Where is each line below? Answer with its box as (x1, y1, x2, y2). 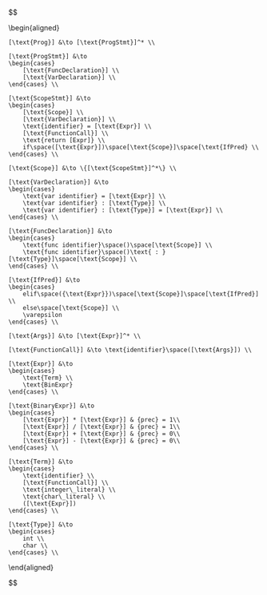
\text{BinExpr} (22, 381, 74, 389)
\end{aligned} (8, 563, 54, 572)
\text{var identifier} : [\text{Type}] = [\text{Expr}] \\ (22, 206, 224, 214)
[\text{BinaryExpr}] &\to (8, 402, 94, 410)
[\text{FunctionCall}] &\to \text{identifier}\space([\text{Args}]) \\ (8, 346, 252, 354)
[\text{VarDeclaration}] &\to (8, 178, 110, 186)
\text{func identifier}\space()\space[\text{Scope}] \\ (22, 241, 213, 249)
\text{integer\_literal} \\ (22, 486, 116, 494)
